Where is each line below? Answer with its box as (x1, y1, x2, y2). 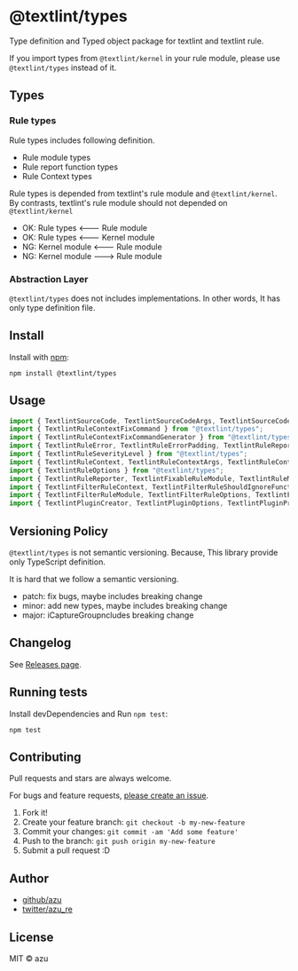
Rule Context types (21, 170, 93, 181)
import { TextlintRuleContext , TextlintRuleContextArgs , (9, 457, 224, 467)
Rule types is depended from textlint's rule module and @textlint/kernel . (9, 188, 278, 199)
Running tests (9, 685, 89, 700)
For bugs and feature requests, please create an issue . (9, 790, 209, 801)
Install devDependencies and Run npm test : (9, 708, 169, 719)
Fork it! (21, 808, 49, 818)
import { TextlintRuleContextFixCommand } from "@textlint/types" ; (9, 424, 264, 434)
